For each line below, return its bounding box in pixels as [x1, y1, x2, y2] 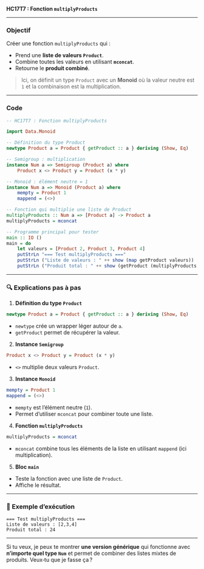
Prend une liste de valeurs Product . [15, 52, 104, 59]
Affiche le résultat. [15, 481, 62, 489]
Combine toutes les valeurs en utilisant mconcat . [15, 58, 135, 66]
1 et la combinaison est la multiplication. [21, 83, 121, 90]
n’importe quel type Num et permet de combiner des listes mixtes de [6, 550, 177, 557]
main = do [6, 240, 32, 246]
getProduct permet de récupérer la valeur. [15, 329, 120, 336]
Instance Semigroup [15, 341, 64, 348]
